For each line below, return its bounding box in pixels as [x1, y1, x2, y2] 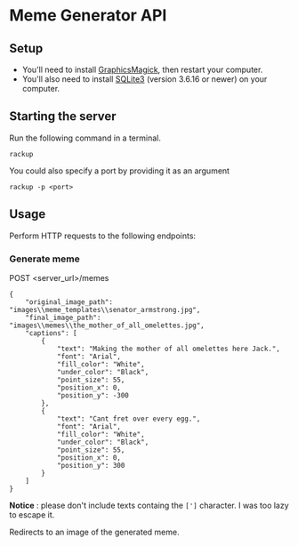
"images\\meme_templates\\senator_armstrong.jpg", [9, 305, 201, 314]
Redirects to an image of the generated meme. [9, 526, 180, 537]
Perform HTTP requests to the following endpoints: [9, 230, 197, 241]
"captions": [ [25, 328, 77, 338]
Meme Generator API [9, 5, 167, 26]
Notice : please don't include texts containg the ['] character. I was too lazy [9, 500, 289, 510]
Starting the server [9, 108, 117, 124]
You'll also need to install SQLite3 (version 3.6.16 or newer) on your [21, 74, 268, 84]
